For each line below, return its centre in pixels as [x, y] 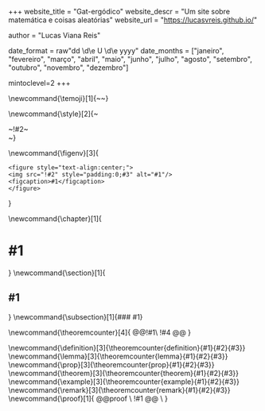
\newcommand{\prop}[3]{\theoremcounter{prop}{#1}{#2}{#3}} [111, 364]
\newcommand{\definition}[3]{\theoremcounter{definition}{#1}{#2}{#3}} [127, 347]
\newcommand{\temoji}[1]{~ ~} [58, 98]
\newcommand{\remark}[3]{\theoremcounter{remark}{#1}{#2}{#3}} [119, 390]
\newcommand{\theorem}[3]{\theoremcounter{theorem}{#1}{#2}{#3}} [124, 373]
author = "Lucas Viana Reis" [55, 35]
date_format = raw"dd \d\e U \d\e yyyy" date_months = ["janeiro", [116, 50]
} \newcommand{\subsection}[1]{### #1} [76, 316]
